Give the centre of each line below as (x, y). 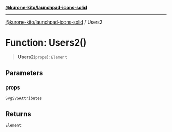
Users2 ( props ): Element (42, 57)
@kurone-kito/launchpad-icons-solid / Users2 (54, 22)
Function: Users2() (46, 43)
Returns (18, 114)
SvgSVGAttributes (24, 98)
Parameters (24, 73)
